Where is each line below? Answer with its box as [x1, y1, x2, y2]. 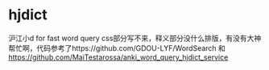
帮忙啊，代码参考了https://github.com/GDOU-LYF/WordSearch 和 [8, 43, 226, 53]
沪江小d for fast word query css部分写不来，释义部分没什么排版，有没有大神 [8, 33, 262, 43]
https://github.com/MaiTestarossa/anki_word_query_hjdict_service [8, 52, 229, 62]
